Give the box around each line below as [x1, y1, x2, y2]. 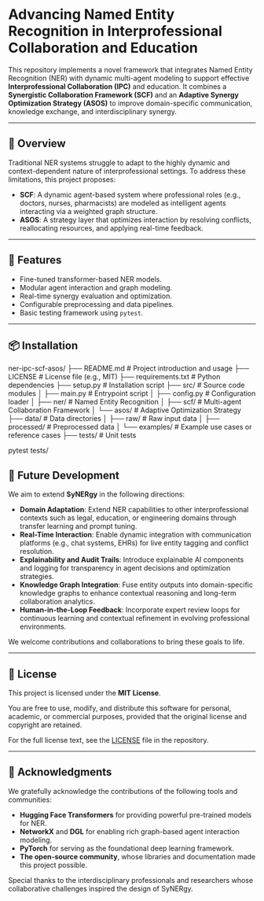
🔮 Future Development [8, 468, 119, 482]
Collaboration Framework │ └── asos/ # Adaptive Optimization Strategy [8, 405, 242, 415]
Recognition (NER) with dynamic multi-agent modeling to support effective [8, 73, 250, 83]
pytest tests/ [8, 446, 49, 456]
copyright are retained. [8, 720, 82, 729]
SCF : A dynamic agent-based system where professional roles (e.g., [19, 190, 241, 199]
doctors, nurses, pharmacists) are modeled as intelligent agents [19, 198, 226, 208]
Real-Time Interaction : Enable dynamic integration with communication [19, 530, 251, 540]
